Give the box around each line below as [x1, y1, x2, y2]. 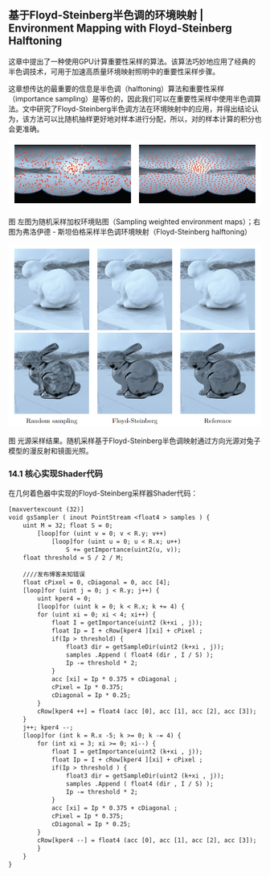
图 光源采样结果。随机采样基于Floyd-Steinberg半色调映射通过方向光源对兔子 [8, 436, 261, 446]
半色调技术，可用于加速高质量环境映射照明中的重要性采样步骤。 [8, 66, 219, 76]
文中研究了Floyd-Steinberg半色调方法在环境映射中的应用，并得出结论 [22, 104, 252, 114]
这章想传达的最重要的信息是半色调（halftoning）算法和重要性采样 [8, 84, 225, 93]
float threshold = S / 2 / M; [22, 554, 125, 562]
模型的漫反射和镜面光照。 [8, 446, 93, 456]
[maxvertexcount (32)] [8, 505, 84, 513]
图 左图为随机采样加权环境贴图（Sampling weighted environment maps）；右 [8, 217, 261, 226]
